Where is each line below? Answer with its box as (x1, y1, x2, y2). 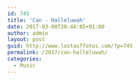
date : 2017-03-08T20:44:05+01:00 (7, 23, 105, 30)
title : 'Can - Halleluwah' (7, 17, 86, 24)
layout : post (7, 36, 45, 43)
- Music (13, 62, 36, 69)
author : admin (7, 29, 49, 37)
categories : (7, 56, 42, 63)
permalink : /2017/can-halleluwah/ (7, 49, 108, 56)
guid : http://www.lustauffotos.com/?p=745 (7, 42, 133, 49)
